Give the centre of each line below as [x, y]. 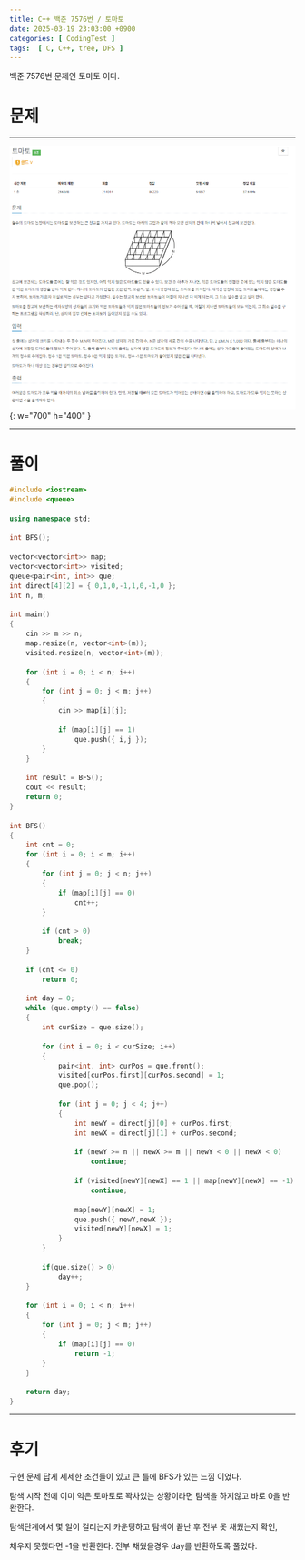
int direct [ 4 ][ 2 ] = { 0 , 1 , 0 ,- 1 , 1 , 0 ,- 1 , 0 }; [93, 586]
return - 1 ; [95, 1353]
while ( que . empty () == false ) [83, 1008]
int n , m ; [28, 595]
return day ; [48, 1393]
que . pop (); [79, 1085]
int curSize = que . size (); [93, 1028]
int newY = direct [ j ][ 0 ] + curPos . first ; [153, 1123]
